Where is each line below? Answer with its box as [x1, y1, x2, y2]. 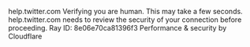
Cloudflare [8, 31, 43, 41]
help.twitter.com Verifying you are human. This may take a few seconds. [8, 7, 243, 16]
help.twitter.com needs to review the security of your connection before [8, 15, 242, 24]
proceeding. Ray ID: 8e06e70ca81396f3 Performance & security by [8, 23, 227, 32]
